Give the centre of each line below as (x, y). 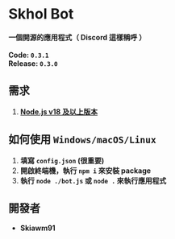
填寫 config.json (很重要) (62, 160)
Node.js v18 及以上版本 (59, 111)
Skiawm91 (37, 228)
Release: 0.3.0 (33, 63)
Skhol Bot (41, 14)
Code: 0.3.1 (29, 55)
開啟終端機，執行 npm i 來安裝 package (85, 171)
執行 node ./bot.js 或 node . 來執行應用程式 (93, 180)
